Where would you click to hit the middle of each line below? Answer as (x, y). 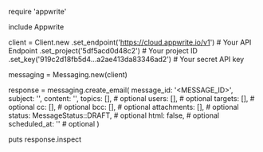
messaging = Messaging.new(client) (68, 74)
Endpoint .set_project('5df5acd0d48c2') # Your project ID (103, 51)
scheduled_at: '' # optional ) (54, 124)
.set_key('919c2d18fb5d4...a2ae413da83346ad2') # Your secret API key (126, 59)
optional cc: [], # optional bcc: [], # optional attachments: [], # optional (124, 107)
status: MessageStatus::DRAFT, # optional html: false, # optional (114, 115)
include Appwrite (36, 27)
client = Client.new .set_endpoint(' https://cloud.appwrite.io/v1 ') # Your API (130, 42)
